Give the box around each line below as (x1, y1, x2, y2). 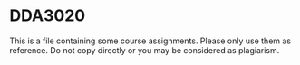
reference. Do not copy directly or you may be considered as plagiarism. (9, 44, 280, 55)
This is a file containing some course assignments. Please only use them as (9, 35, 292, 46)
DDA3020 (9, 5, 86, 26)
